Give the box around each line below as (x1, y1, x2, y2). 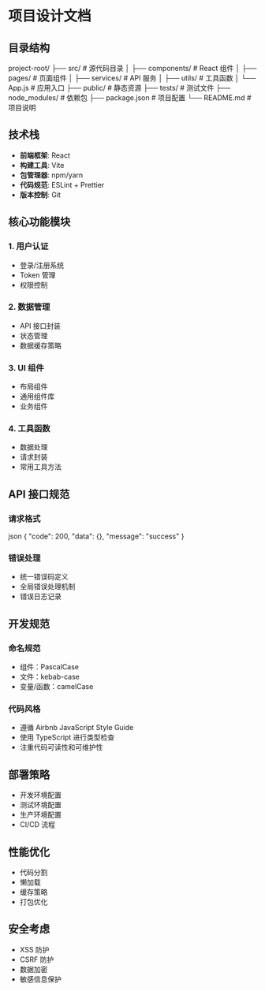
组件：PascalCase (19, 662, 80, 672)
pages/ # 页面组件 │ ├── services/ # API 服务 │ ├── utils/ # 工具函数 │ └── (8, 73, 256, 83)
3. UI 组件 (8, 362, 45, 373)
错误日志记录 (19, 592, 62, 602)
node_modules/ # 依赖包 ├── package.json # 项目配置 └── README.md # (8, 93, 252, 102)
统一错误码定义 (19, 572, 69, 582)
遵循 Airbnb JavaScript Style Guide (19, 723, 134, 732)
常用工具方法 (19, 462, 62, 471)
